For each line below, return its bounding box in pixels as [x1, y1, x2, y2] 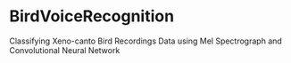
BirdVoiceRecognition [9, 6, 175, 27]
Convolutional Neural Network [9, 44, 121, 55]
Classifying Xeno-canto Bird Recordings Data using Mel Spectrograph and [9, 35, 283, 46]
